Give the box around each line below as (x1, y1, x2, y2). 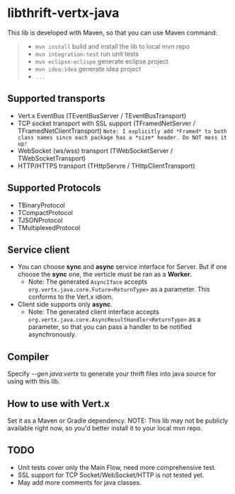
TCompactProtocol (17, 208, 73, 217)
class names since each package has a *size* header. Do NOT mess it (17, 134, 228, 141)
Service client (7, 243, 70, 255)
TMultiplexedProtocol (17, 223, 81, 231)
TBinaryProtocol (17, 200, 65, 209)
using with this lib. (7, 377, 60, 386)
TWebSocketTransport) (17, 154, 86, 162)
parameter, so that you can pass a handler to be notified (28, 323, 193, 331)
